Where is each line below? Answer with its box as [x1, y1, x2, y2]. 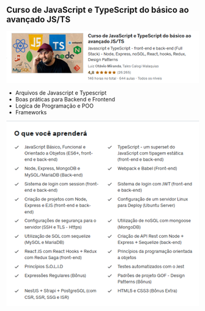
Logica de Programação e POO [15, 102, 94, 109]
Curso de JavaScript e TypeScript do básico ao [6, 5, 189, 15]
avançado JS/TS [6, 15, 71, 25]
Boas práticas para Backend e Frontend [15, 96, 115, 103]
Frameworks [15, 109, 47, 116]
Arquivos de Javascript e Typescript [15, 89, 107, 97]
